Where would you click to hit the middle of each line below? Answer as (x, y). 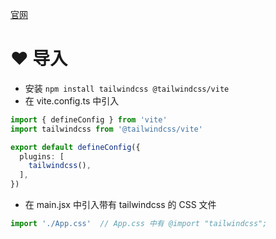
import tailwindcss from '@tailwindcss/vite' (106, 129)
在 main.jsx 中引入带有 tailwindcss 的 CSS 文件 (120, 205)
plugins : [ (42, 156)
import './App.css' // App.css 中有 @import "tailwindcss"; (139, 224)
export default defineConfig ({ (75, 147)
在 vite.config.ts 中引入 (72, 100)
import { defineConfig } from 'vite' (89, 119)
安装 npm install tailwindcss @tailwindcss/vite (127, 88)
